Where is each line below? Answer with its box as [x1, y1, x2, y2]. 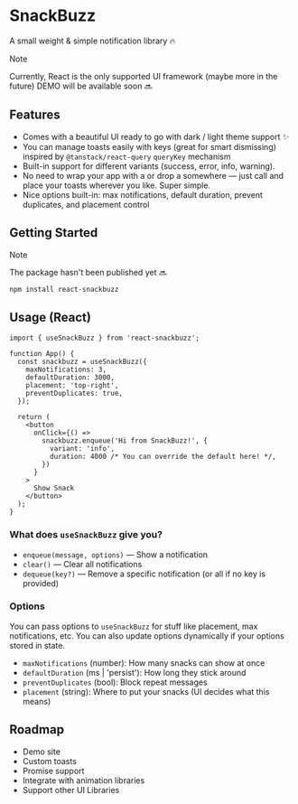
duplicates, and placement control [22, 199, 150, 210]
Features [9, 108, 61, 123]
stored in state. [9, 640, 66, 650]
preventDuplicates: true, [25, 389, 124, 398]
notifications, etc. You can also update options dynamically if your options [9, 630, 284, 641]
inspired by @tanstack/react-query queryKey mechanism [22, 151, 232, 162]
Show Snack [33, 484, 75, 493]
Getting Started [9, 225, 98, 240]
